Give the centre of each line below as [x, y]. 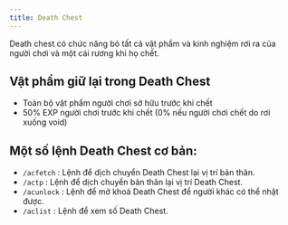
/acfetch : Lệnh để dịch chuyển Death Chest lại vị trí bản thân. [139, 173]
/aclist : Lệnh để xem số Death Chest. [96, 211]
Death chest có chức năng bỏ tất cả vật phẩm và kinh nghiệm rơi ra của [143, 43]
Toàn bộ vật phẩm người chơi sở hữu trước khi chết [117, 103]
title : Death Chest [46, 18]
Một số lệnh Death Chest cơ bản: [103, 150]
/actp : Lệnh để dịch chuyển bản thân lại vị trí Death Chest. [132, 183]
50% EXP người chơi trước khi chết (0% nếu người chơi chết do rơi [146, 113]
